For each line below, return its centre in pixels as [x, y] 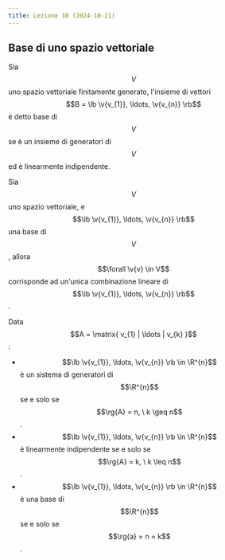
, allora [19, 257]
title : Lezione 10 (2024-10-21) [62, 16]
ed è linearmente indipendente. [59, 166]
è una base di [42, 499]
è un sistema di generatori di [66, 374]
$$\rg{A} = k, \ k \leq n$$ [140, 462]
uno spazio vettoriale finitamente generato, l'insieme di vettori [110, 92]
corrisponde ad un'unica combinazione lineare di [88, 282]
